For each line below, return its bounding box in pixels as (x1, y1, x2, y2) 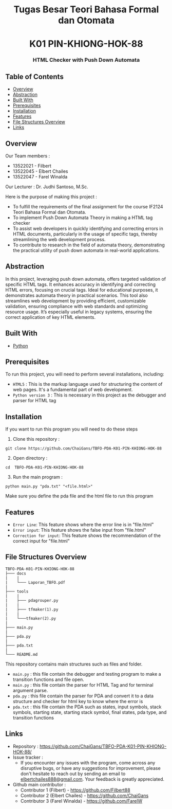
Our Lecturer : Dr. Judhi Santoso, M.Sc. (5, 184, 88, 190)
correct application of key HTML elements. (5, 314, 96, 320)
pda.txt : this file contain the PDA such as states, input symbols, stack (12, 704, 162, 710)
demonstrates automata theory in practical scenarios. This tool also (5, 292, 148, 298)
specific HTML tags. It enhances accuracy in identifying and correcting (5, 281, 156, 287)
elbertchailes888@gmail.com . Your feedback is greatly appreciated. (20, 776, 165, 782)
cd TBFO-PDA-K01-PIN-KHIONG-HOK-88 (5, 465, 84, 470)
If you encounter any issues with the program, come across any (20, 760, 156, 766)
